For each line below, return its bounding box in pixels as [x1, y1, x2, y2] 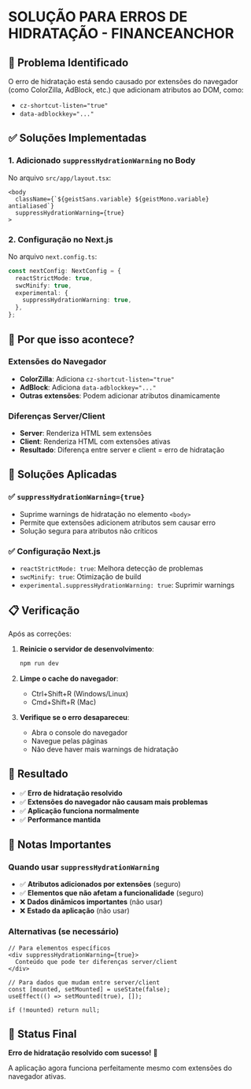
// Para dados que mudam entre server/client [8, 978, 160, 987]
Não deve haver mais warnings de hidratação [31, 744, 179, 754]
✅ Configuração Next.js [8, 545, 101, 556]
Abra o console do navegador [31, 728, 128, 737]
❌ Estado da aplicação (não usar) [19, 906, 130, 916]
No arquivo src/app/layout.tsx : [8, 173, 112, 183]
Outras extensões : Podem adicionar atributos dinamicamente [19, 390, 220, 401]
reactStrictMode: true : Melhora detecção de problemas [19, 563, 204, 574]
